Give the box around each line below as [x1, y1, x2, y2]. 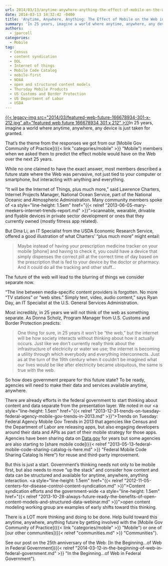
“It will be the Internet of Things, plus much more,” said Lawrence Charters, [5, 186, 160, 192]
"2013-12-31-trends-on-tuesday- [93, 408, 161, 414]
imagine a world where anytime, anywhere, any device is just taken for [5, 125, 150, 131]
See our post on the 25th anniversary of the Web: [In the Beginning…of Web [5, 540, 162, 546]
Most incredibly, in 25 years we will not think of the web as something [5, 310, 149, 316]
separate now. [5, 279, 34, 286]
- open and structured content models [9, 82, 91, 87]
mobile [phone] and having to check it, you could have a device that [17, 248, 157, 254]
